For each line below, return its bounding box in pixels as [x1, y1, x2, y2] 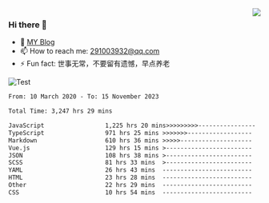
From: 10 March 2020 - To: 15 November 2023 [8, 93, 159, 101]
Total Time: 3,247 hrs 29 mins [8, 107, 113, 115]
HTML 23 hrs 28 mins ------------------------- [8, 173, 252, 182]
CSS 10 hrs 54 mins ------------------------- [8, 188, 252, 197]
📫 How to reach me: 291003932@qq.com [19, 46, 160, 56]
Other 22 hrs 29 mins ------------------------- [8, 181, 252, 189]
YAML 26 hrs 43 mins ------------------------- [8, 166, 252, 174]
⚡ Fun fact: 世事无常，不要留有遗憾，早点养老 [19, 59, 171, 69]
